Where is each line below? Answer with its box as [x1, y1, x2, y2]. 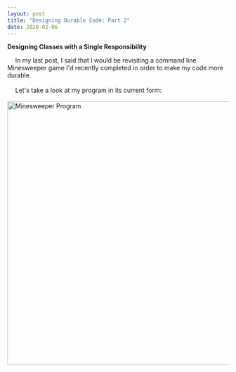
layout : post [7, 10, 46, 18]
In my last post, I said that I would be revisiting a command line [15, 56, 197, 65]
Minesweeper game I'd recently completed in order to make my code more [7, 64, 223, 72]
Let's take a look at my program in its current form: [15, 86, 162, 95]
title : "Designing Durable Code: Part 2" [7, 17, 131, 24]
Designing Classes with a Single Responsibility [7, 43, 147, 51]
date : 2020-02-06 [7, 23, 58, 30]
